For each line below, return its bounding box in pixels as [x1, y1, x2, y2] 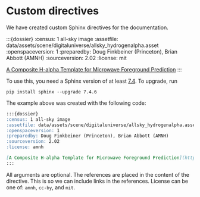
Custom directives [6, 4, 99, 18]
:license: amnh [6, 144, 44, 150]
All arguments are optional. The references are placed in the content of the [6, 171, 189, 178]
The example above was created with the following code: [6, 99, 146, 107]
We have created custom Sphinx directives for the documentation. [6, 24, 168, 31]
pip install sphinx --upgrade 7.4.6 [6, 89, 97, 95]
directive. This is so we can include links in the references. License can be [6, 177, 189, 185]
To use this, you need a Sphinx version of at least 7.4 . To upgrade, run [6, 77, 177, 85]
